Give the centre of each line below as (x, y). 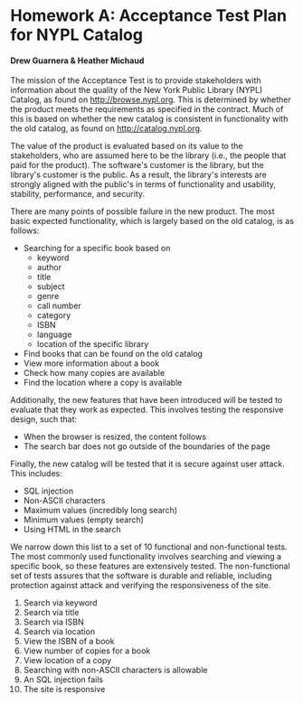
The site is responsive (64, 689)
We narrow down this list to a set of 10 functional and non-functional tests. (149, 547)
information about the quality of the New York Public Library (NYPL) (137, 90)
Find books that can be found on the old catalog (113, 354)
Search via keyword (60, 603)
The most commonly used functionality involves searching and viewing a (146, 557)
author (49, 267)
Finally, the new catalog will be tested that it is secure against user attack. (147, 464)
